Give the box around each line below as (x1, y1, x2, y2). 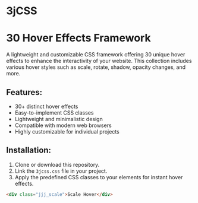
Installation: (6, 145, 52, 156)
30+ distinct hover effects (14, 103, 78, 110)
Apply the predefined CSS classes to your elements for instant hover (14, 173, 183, 180)
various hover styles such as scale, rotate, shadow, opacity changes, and (6, 64, 186, 71)
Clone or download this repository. (14, 161, 100, 168)
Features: (6, 87, 43, 97)
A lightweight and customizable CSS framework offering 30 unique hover (6, 51, 186, 58)
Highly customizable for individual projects (14, 128, 120, 135)
